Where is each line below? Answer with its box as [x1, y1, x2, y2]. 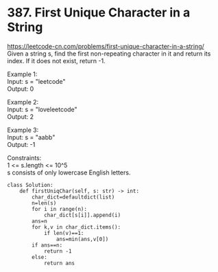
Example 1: [7, 70, 38, 78]
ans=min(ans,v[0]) [56, 236, 109, 242]
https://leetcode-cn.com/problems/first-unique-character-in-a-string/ [7, 42, 204, 50]
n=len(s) [32, 199, 57, 207]
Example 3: [7, 126, 39, 134]
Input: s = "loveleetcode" [7, 105, 77, 113]
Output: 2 [7, 112, 34, 121]
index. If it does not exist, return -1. [7, 56, 106, 65]
